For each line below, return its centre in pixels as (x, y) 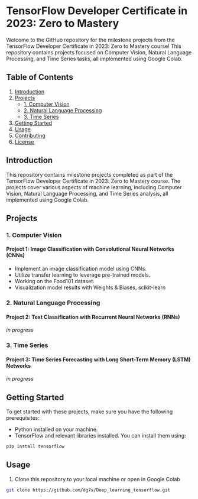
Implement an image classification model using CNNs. (80, 269)
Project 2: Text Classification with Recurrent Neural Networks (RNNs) (93, 317)
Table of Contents (40, 77)
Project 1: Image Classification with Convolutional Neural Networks (90, 249)
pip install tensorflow (35, 447)
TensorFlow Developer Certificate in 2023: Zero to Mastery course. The (93, 181)
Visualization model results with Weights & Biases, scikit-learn (90, 287)
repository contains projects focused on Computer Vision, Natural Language (99, 52)
